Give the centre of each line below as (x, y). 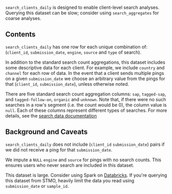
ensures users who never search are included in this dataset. (70, 165)
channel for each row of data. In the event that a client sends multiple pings (85, 73)
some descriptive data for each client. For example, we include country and (85, 67)
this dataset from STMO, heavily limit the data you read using (70, 180)
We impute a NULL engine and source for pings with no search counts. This (83, 160)
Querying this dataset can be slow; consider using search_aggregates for (82, 13)
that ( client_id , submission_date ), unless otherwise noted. (67, 84)
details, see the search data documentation (51, 115)
